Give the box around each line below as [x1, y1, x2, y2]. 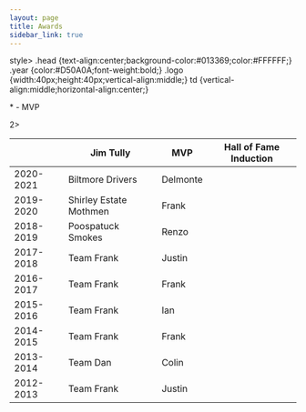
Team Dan [67, 357, 112, 369]
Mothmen [67, 206, 109, 218]
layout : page [9, 13, 59, 23]
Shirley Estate [67, 194, 127, 206]
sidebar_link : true [9, 30, 84, 39]
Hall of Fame [224, 141, 280, 154]
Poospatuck [67, 220, 120, 233]
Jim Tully [89, 146, 131, 159]
